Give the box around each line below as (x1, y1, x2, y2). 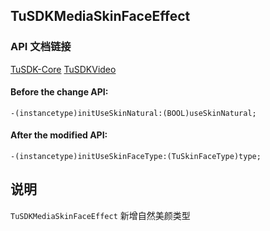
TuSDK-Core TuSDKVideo (10, 63, 117, 75)
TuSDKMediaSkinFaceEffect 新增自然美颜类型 (10, 209, 191, 221)
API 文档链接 (10, 40, 72, 54)
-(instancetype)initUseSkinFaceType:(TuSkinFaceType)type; (10, 152, 262, 162)
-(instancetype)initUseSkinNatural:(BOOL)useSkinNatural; (10, 108, 257, 118)
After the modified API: (10, 129, 108, 141)
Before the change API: (10, 86, 109, 98)
